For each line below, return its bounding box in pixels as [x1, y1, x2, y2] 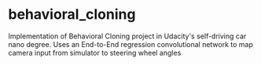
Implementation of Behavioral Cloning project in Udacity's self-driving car [8, 31, 247, 41]
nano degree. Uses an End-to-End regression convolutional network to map [8, 39, 254, 49]
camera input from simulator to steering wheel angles [8, 48, 182, 57]
